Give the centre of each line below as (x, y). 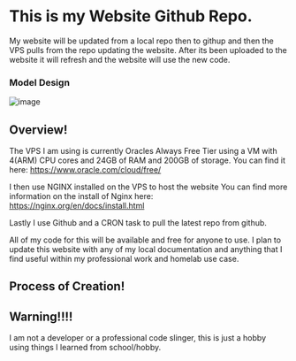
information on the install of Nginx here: (81, 196)
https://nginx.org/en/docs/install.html (77, 206)
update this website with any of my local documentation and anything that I (146, 250)
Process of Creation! (67, 286)
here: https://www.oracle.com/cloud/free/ (85, 170)
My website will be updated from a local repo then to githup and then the (141, 41)
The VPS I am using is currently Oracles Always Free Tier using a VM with (143, 151)
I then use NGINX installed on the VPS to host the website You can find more (148, 187)
